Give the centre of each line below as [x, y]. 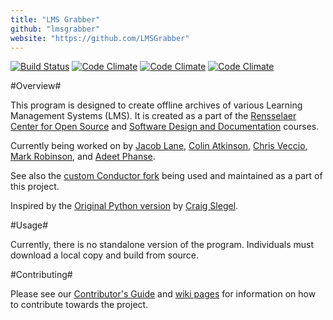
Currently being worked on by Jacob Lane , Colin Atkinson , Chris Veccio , [159, 146]
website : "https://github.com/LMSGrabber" [100, 38]
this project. [35, 187]
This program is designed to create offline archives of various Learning [156, 105]
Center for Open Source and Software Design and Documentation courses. [165, 127]
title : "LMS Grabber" [55, 19]
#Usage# [29, 225]
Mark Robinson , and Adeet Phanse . [83, 157]
